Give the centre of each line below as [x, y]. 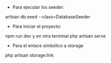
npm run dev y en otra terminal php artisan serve [55, 36]
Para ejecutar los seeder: [38, 7]
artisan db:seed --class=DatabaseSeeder [48, 17]
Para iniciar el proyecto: [37, 26]
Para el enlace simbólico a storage [48, 46]
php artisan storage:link [29, 55]
